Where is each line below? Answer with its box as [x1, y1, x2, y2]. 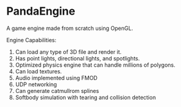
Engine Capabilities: [6, 36, 56, 43]
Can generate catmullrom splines [15, 87, 99, 94]
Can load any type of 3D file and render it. [15, 48, 121, 56]
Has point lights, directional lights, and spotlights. [15, 54, 140, 62]
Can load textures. [15, 67, 63, 75]
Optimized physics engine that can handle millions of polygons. [15, 61, 176, 68]
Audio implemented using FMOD [15, 74, 98, 81]
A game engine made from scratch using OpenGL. [6, 24, 133, 32]
